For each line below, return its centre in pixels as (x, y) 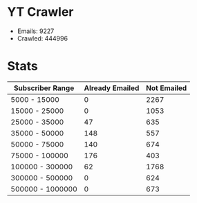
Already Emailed (112, 88)
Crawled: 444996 (42, 38)
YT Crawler (40, 12)
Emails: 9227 (36, 31)
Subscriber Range (44, 88)
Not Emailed (167, 88)
